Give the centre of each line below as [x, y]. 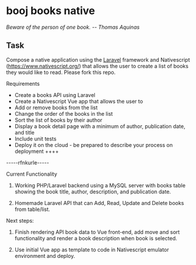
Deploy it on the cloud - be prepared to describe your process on [94, 145]
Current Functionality [32, 174]
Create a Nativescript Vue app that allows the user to [79, 101]
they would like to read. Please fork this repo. [61, 72]
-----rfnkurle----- [28, 162]
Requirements [23, 83]
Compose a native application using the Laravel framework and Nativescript [98, 59]
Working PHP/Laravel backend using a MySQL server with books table [100, 185]
